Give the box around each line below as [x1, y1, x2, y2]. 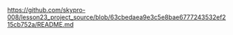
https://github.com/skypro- [7, 6, 86, 14]
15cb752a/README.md [7, 21, 74, 28]
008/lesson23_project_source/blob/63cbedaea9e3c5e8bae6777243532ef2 [7, 13, 226, 21]
